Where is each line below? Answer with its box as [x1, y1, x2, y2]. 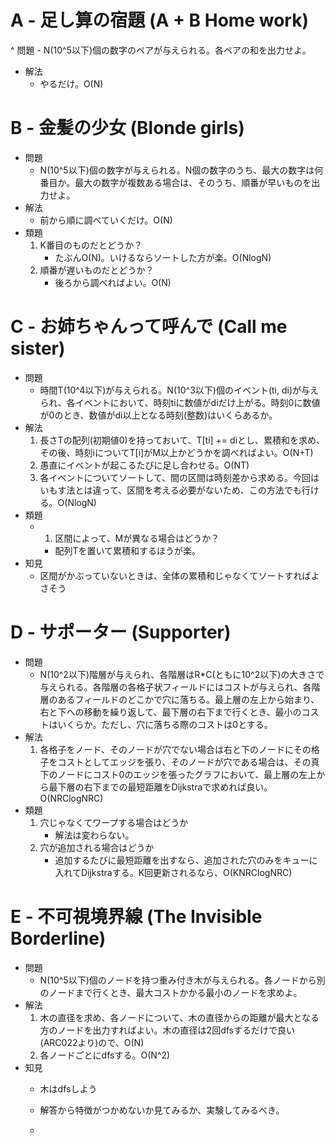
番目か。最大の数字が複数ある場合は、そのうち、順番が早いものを [39, 176, 312, 188]
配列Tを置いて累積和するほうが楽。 [54, 544, 202, 556]
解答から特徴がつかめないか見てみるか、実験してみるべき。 [39, 1104, 285, 1116]
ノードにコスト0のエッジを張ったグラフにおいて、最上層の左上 [57, 768, 317, 780]
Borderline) [10, 927, 107, 950]
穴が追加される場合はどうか [39, 841, 155, 853]
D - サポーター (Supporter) [10, 621, 232, 643]
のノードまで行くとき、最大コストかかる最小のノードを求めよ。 [39, 986, 303, 998]
